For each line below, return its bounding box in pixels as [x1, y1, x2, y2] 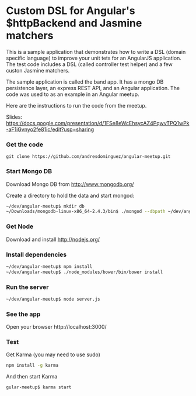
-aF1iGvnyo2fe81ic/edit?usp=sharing [6, 126, 94, 133]
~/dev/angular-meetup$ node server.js [6, 296, 100, 302]
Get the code [6, 140, 44, 149]
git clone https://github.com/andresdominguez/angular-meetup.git [6, 154, 171, 160]
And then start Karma [6, 373, 58, 380]
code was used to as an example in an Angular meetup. [6, 91, 139, 98]
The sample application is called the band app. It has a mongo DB [6, 78, 164, 85]
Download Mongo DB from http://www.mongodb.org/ [6, 180, 134, 188]
